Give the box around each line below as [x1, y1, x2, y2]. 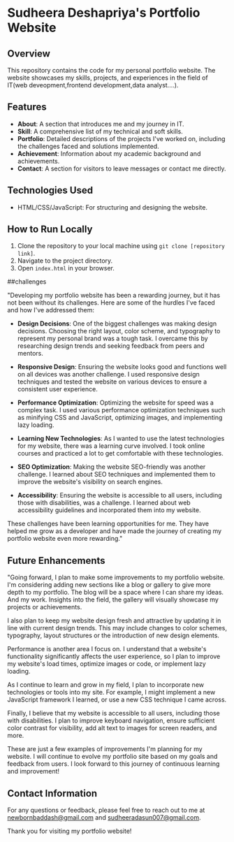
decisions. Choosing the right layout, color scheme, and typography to [17, 327, 221, 335]
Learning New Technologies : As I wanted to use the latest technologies [17, 435, 225, 443]
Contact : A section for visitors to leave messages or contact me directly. [17, 164, 226, 173]
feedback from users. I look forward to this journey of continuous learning [7, 760, 220, 768]
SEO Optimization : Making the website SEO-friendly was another [17, 463, 206, 471]
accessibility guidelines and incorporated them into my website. [17, 506, 201, 514]
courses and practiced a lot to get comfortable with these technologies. [17, 449, 224, 458]
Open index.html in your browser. [17, 264, 115, 273]
